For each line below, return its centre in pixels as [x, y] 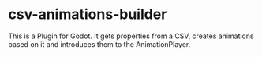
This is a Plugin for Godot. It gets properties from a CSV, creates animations [131, 36]
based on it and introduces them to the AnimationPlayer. [99, 44]
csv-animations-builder [88, 14]
